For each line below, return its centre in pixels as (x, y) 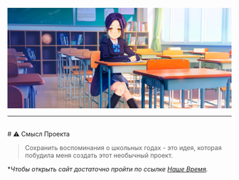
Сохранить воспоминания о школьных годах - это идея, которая (123, 148)
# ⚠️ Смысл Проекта (38, 134)
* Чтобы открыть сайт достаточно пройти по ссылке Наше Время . (108, 169)
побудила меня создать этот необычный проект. (99, 155)
